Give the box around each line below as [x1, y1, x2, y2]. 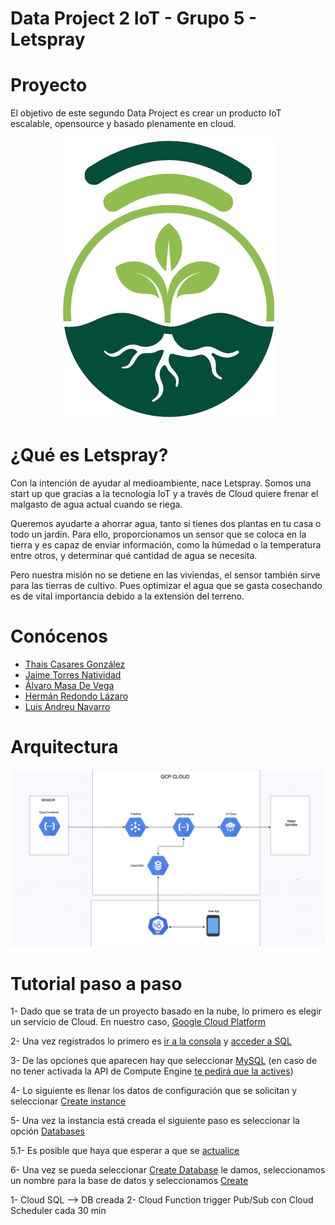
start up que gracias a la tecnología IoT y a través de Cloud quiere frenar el [10, 488, 319, 500]
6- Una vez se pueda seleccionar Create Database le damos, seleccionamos [10, 1164, 326, 1176]
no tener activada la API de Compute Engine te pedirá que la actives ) [10, 1065, 294, 1077]
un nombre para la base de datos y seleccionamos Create [10, 1175, 249, 1187]
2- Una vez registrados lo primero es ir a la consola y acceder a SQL [10, 1035, 292, 1047]
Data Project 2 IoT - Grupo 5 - [10, 7, 258, 30]
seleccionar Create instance [10, 1095, 127, 1107]
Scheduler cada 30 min [10, 1205, 107, 1217]
